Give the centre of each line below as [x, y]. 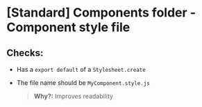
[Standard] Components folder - [101, 13]
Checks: [25, 53]
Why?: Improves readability [74, 96]
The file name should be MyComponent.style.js [83, 83]
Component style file [68, 27]
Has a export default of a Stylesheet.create [81, 69]
